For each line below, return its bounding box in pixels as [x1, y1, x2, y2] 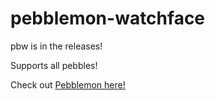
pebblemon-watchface [10, 7, 206, 30]
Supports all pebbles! [10, 59, 98, 71]
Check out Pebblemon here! [10, 78, 126, 91]
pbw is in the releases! [10, 40, 103, 52]
